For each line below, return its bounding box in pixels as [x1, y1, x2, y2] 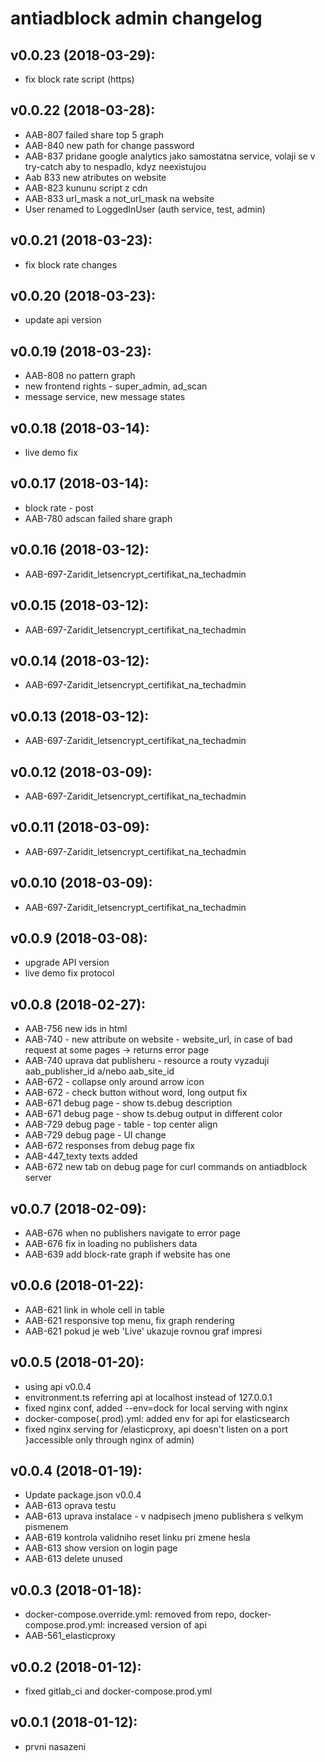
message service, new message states [24, 391, 186, 403]
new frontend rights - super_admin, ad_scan [24, 380, 208, 392]
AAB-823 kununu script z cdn [24, 182, 148, 194]
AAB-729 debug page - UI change [24, 1129, 167, 1141]
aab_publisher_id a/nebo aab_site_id [24, 1065, 175, 1077]
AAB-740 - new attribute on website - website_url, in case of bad [24, 1033, 293, 1046]
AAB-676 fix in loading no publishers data [24, 1238, 198, 1249]
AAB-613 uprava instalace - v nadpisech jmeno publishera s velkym [24, 1510, 304, 1522]
